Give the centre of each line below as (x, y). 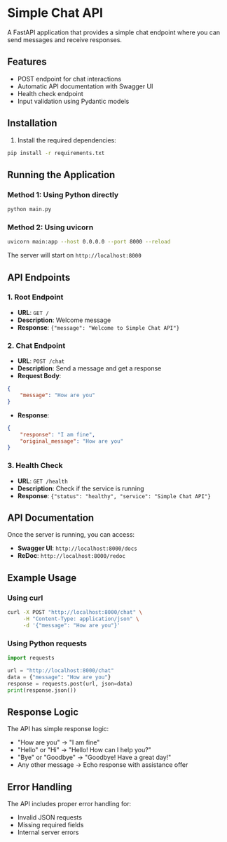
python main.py (29, 209)
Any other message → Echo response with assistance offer (103, 765)
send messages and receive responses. (65, 39)
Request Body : (39, 376)
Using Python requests (47, 643)
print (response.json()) (42, 690)
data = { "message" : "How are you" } (59, 677)
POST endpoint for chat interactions (69, 79)
